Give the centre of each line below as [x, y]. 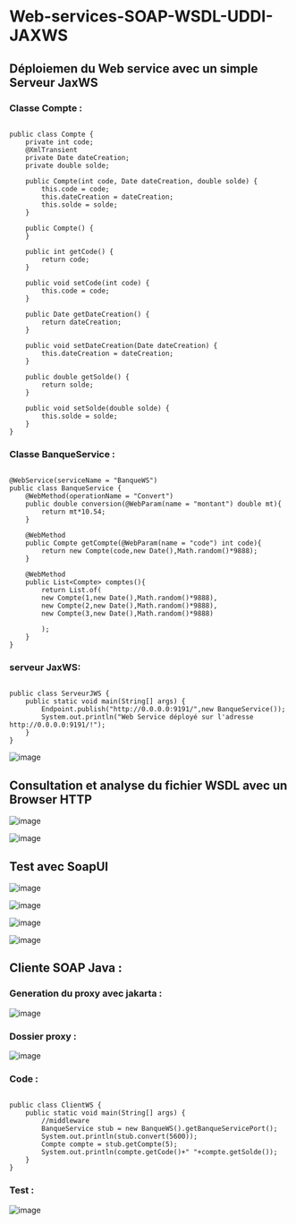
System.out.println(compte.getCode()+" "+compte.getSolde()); [160, 1152]
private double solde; [68, 166]
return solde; [68, 385]
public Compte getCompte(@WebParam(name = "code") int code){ [144, 543]
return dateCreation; [82, 322]
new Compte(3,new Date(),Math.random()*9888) [128, 614]
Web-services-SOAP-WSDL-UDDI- [141, 17]
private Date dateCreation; [77, 157]
